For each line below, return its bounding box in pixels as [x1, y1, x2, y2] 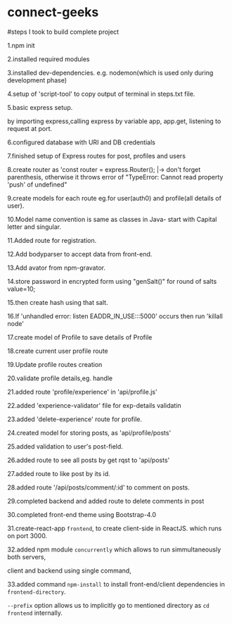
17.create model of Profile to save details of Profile [7, 332, 153, 342]
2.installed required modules [7, 54, 90, 63]
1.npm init [7, 41, 35, 49]
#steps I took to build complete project [7, 27, 120, 36]
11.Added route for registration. [7, 236, 97, 244]
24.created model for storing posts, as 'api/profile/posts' [7, 428, 172, 437]
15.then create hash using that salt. [7, 298, 108, 306]
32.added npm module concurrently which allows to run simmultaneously [7, 545, 221, 554]
